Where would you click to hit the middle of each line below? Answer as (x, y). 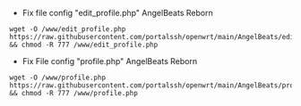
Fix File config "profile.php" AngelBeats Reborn (110, 61)
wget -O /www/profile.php (57, 77)
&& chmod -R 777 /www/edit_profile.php (84, 45)
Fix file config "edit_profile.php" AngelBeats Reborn (117, 13)
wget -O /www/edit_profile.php (68, 29)
